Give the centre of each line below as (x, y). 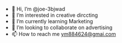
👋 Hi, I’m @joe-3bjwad (38, 9)
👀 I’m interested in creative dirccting (55, 15)
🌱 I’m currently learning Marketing (52, 21)
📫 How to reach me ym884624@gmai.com (64, 34)
